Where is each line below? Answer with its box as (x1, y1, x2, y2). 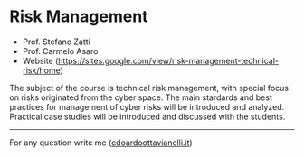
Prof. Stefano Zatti (22, 36, 90, 47)
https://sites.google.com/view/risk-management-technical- (58, 55, 279, 66)
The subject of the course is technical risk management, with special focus (9, 82, 290, 93)
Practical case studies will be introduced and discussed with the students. (9, 111, 286, 122)
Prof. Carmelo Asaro (22, 45, 99, 56)
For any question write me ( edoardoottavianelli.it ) (9, 137, 193, 148)
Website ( (22, 55, 59, 66)
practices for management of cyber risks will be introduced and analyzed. (9, 101, 285, 112)
